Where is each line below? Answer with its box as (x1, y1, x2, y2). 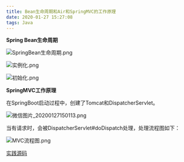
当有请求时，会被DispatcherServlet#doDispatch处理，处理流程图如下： (6, 125, 180, 132)
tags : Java (6, 20, 33, 25)
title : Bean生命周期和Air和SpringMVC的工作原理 (6, 8, 116, 15)
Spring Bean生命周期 (6, 37, 58, 44)
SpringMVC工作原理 (6, 87, 56, 94)
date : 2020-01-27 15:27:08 (6, 14, 73, 20)
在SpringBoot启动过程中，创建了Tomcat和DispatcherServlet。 (6, 99, 158, 106)
